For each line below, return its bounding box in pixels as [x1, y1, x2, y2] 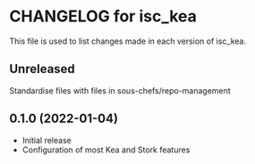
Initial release [21, 135, 72, 145]
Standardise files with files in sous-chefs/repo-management [9, 85, 231, 95]
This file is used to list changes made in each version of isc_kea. [9, 36, 246, 46]
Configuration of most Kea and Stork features [21, 144, 191, 155]
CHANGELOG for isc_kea [9, 6, 197, 27]
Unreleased [9, 61, 76, 77]
